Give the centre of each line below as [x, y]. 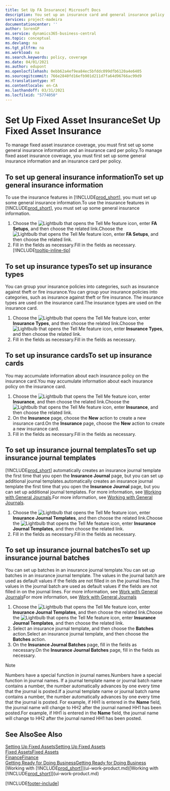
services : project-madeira [34, 19]
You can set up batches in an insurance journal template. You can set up [80, 570]
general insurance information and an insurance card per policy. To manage [84, 150]
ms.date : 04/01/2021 [27, 62]
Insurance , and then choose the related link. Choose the [71, 401]
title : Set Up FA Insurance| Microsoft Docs [53, 10]
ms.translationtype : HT [30, 81]
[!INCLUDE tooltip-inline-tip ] [41, 250]
